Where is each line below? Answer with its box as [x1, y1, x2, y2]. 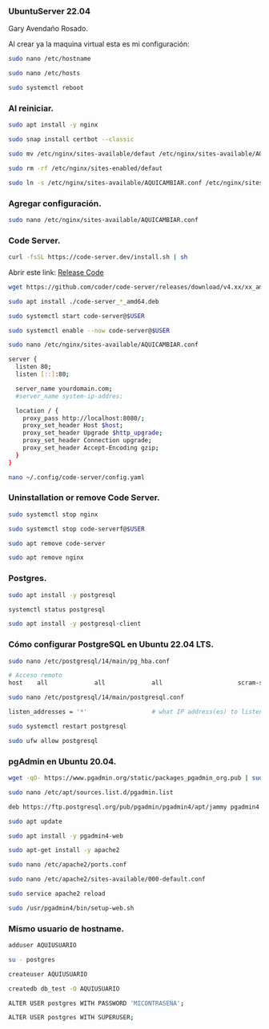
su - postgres [8, 955, 56, 963]
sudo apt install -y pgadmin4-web [8, 832, 124, 840]
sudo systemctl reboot [8, 84, 84, 92]
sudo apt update [8, 817, 62, 825]
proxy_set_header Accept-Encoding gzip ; [22, 444, 159, 452]
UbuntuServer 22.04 [8, 6, 90, 17]
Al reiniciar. [8, 103, 54, 114]
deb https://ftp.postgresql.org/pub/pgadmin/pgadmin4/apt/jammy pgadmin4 [8, 803, 260, 811]
